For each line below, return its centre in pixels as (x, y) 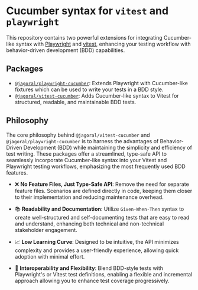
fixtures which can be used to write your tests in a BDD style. (89, 89)
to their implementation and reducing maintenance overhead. (89, 197)
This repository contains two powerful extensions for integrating (84, 37)
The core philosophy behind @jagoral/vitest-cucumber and (78, 135)
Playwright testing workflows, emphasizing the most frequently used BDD (96, 166)
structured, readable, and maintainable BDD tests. (75, 102)
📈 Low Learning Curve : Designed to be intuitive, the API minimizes (97, 241)
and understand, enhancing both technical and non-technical (89, 224)
